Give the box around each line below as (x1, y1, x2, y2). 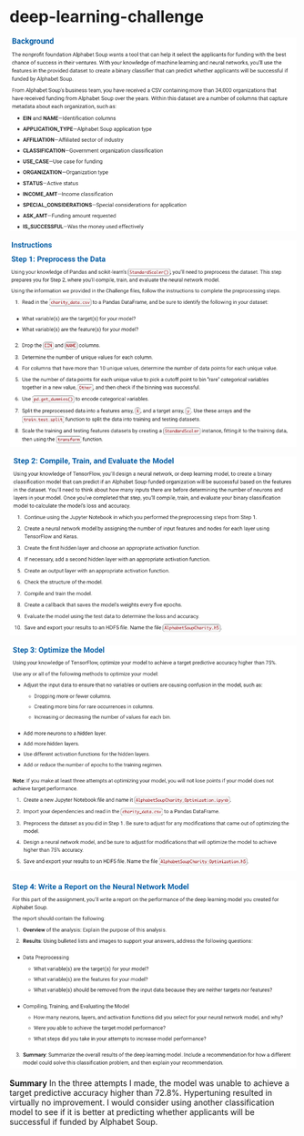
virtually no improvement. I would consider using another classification (9, 1097, 275, 1108)
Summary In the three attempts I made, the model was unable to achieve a (9, 1078, 289, 1089)
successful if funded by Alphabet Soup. (9, 1117, 158, 1128)
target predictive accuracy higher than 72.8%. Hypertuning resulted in (9, 1088, 273, 1099)
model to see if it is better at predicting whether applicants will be (9, 1107, 255, 1118)
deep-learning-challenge (9, 6, 205, 27)
